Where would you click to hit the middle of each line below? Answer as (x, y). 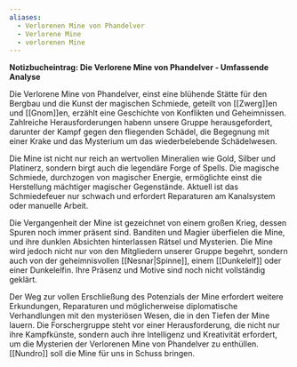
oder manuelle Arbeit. (49, 206)
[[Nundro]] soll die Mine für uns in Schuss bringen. (102, 354)
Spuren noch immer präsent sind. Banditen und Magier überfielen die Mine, (147, 233)
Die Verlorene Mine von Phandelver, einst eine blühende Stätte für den (138, 94)
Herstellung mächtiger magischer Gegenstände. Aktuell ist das (124, 187)
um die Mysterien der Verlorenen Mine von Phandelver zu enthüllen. (134, 344)
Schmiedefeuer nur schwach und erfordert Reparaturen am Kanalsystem (142, 196)
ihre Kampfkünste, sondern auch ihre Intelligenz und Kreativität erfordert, (144, 335)
